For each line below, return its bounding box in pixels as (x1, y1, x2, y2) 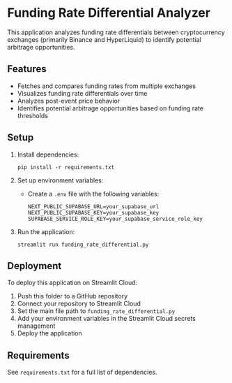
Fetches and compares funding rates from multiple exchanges (17, 82, 196, 90)
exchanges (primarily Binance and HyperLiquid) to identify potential (7, 35, 201, 43)
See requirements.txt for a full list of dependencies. (7, 368, 158, 377)
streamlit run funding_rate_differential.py (17, 241, 149, 248)
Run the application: (17, 227, 75, 236)
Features (7, 63, 47, 75)
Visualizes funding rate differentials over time (17, 89, 148, 97)
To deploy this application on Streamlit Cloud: (7, 278, 138, 287)
